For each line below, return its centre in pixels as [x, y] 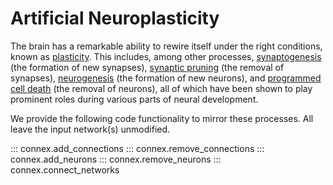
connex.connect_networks [65, 169]
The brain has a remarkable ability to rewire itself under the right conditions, [166, 46]
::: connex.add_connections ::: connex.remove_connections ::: [137, 148]
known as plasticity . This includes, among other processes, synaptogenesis [166, 56]
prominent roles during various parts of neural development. [134, 99]
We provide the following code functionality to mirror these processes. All [162, 118]
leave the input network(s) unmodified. [90, 129]
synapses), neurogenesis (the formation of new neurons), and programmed [166, 78]
